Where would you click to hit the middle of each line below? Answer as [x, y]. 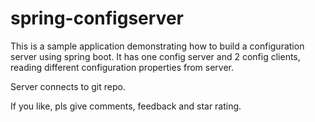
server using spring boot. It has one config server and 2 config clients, [155, 56]
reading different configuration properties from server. [122, 67]
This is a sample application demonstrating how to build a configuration [157, 46]
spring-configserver [97, 18]
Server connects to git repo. [68, 86]
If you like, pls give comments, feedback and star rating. [126, 106]
